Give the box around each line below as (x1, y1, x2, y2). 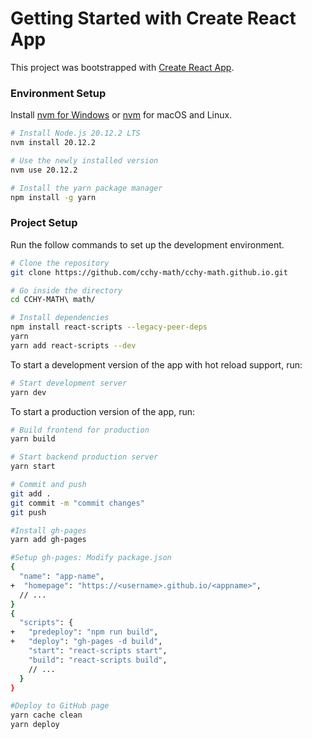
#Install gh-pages (10, 525, 87, 536)
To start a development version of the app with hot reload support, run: (10, 358, 303, 371)
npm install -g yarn (10, 192, 97, 202)
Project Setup (10, 216, 78, 230)
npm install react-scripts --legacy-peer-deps (10, 322, 208, 332)
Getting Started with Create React (10, 7, 297, 30)
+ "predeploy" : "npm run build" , (10, 627, 159, 637)
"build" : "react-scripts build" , (28, 655, 168, 665)
